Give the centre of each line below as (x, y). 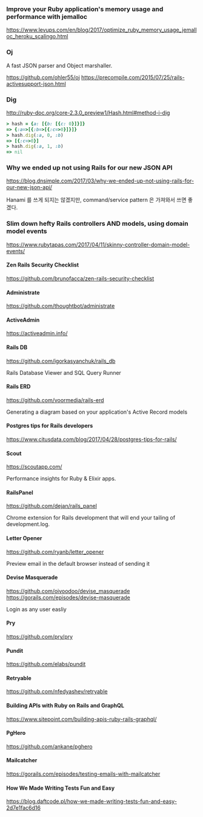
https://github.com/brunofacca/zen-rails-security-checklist (80, 278)
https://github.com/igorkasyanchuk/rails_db (61, 361)
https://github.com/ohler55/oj (43, 77)
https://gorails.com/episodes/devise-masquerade (68, 597)
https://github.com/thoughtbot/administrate (61, 306)
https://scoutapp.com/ (34, 467)
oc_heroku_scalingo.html (37, 37)
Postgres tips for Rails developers (50, 426)
